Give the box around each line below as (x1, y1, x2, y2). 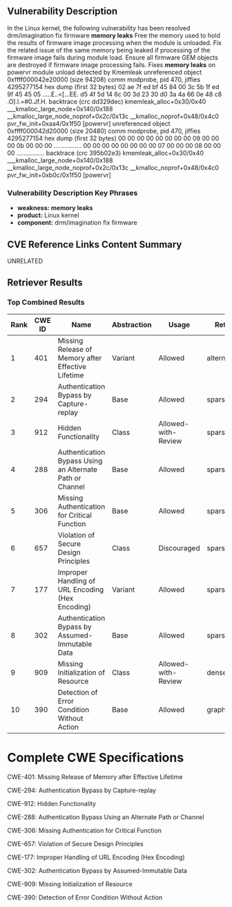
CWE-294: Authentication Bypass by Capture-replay (7, 786, 157, 794)
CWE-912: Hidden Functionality (7, 799, 97, 807)
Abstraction (111, 319, 152, 329)
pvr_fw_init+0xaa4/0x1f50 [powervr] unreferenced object (7, 119, 171, 127)
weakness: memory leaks (17, 204, 93, 212)
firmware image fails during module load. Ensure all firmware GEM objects (7, 53, 219, 62)
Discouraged (158, 543, 200, 552)
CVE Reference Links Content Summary (7, 239, 182, 250)
